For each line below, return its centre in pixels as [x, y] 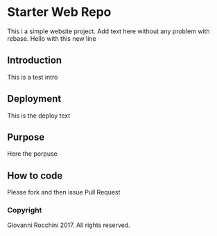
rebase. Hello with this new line [52, 38]
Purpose [26, 137]
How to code [35, 175]
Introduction [35, 61]
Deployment [34, 99]
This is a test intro [33, 77]
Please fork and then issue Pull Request [64, 192]
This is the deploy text [39, 116]
